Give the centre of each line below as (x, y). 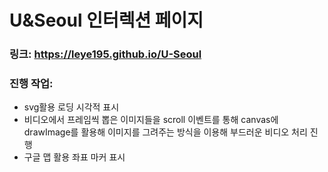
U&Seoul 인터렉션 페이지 (106, 20)
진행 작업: (31, 84)
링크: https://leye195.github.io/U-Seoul (105, 54)
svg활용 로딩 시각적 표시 (71, 107)
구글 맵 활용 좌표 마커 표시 (74, 157)
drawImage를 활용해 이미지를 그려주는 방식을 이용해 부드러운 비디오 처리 (165, 132)
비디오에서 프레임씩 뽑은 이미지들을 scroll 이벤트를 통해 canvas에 (151, 120)
